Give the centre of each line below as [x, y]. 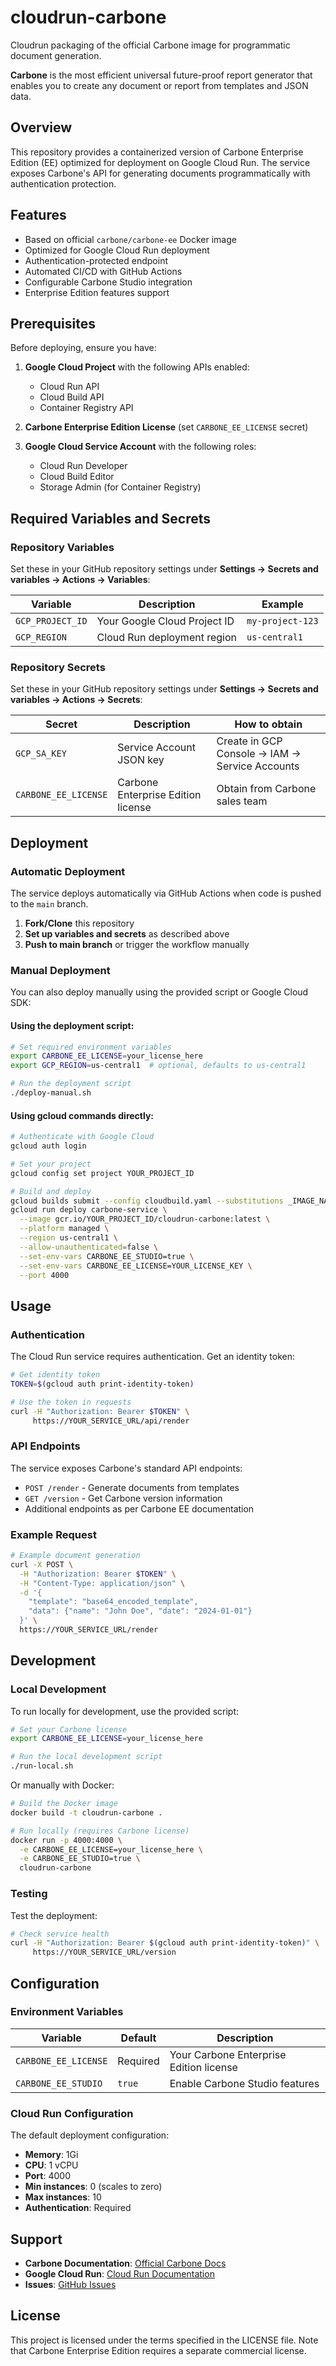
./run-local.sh [42, 1766]
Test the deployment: [54, 1915]
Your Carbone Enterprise [228, 2054]
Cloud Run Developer [83, 466]
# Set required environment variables [91, 1047]
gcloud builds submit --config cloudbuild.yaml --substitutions [147, 1201]
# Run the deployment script [71, 1084]
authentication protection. [63, 183]
